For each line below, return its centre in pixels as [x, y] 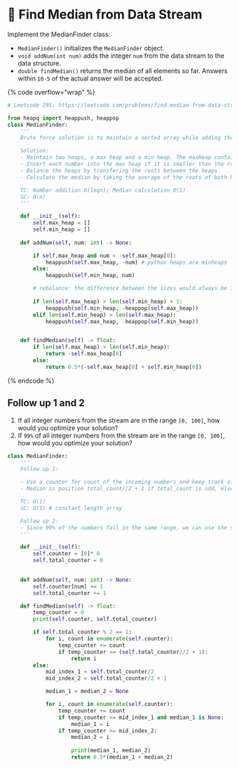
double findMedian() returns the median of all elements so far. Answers [122, 71]
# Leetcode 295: [31, 105]
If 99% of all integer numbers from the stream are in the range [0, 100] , [121, 435]
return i [84, 658]
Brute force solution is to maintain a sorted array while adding [121, 138]
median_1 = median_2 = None [87, 691]
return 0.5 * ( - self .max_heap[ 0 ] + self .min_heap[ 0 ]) [123, 367]
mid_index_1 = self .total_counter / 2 [100, 672]
